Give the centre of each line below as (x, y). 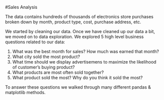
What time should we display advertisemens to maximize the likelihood (84, 62)
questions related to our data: (35, 42)
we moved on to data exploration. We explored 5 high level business (75, 37)
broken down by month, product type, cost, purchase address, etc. (73, 22)
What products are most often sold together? (58, 72)
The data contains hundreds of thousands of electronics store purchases (79, 17)
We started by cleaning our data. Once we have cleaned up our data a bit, (80, 31)
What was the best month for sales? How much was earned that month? (85, 51)
